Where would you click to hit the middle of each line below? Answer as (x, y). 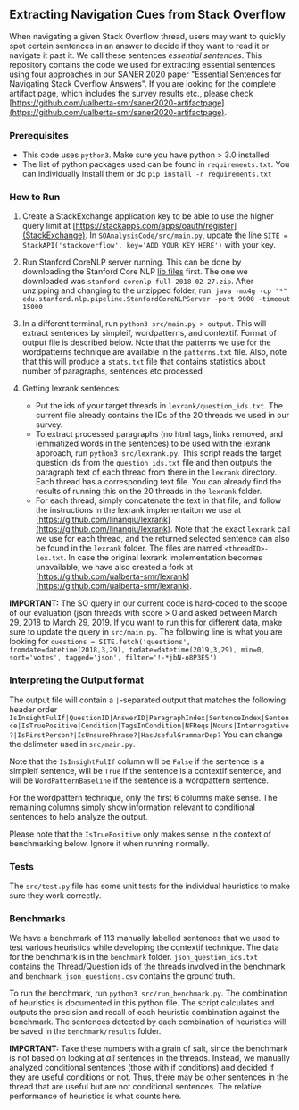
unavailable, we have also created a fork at (114, 568)
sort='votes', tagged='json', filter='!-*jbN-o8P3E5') (113, 658)
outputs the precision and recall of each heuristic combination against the (145, 1013)
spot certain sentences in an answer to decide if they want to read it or (139, 46)
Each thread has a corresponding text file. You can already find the (158, 482)
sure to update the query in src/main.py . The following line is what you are (146, 632)
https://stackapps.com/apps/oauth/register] (156, 226)
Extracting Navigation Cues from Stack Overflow (148, 15)
